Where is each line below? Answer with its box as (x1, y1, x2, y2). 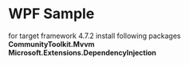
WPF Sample (8, 5, 95, 23)
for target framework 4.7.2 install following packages (8, 31, 181, 40)
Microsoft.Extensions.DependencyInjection (8, 48, 157, 57)
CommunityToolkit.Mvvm (8, 39, 95, 48)
